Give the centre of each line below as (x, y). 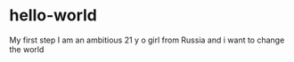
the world (27, 49)
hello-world (53, 15)
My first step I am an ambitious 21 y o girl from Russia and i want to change (147, 40)
